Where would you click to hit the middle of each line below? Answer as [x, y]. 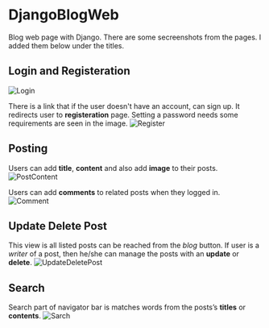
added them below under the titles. [66, 45]
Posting [28, 149]
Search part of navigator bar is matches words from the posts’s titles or [127, 307]
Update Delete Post [58, 226]
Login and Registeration [69, 71]
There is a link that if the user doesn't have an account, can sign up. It [124, 106]
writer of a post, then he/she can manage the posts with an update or [124, 254]
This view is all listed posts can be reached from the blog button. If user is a [134, 245]
